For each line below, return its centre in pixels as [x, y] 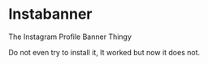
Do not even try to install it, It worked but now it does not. [104, 52]
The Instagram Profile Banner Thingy [70, 37]
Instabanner [50, 14]
